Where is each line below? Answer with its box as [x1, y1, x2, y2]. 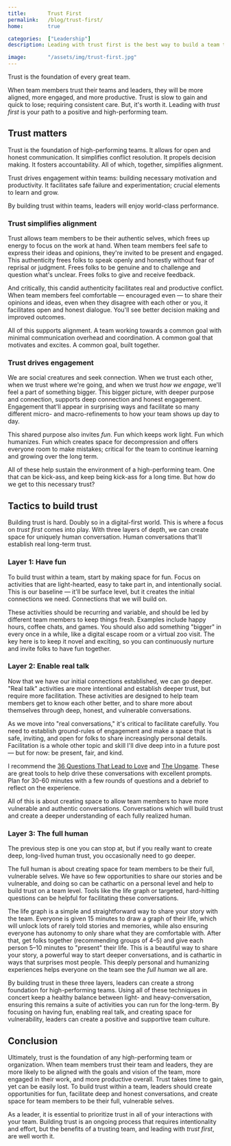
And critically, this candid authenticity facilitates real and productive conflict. [8, 284, 224, 292]
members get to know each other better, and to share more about [8, 698, 193, 707]
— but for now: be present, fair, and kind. [8, 748, 124, 757]
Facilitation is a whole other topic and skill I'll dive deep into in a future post [8, 741, 220, 749]
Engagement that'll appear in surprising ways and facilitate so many [8, 402, 199, 411]
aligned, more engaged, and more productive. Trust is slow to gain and [8, 93, 208, 101]
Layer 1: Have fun [8, 557, 67, 567]
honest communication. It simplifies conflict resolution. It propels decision [8, 153, 217, 161]
